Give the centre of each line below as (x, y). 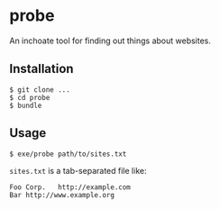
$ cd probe (30, 97)
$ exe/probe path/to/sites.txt (68, 154)
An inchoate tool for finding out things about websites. (110, 41)
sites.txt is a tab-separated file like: (78, 170)
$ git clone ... (40, 90)
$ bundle (26, 105)
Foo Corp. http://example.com (70, 187)
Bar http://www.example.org (62, 195)
